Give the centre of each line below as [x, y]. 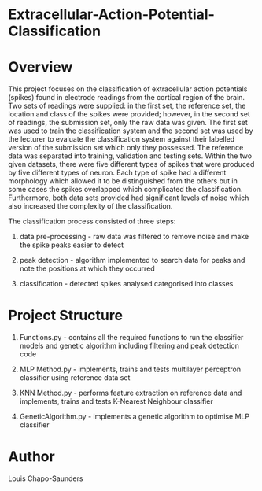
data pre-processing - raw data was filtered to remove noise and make [134, 237]
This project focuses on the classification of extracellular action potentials [128, 89]
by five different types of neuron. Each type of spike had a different [117, 173]
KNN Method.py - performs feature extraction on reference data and [131, 393]
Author [31, 457]
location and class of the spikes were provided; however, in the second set [129, 114]
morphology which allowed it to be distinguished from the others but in [123, 181]
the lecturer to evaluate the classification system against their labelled [122, 139]
